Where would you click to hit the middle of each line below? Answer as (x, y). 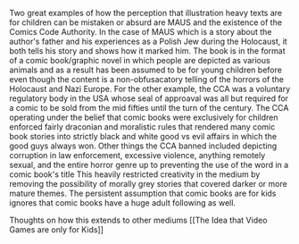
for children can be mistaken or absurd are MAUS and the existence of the (146, 22)
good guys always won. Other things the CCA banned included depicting (143, 146)
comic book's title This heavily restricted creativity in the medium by (135, 174)
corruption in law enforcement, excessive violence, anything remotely (137, 155)
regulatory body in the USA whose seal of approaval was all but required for (149, 98)
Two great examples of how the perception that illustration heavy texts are (146, 13)
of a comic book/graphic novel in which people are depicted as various (140, 60)
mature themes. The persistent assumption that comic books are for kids (143, 193)
